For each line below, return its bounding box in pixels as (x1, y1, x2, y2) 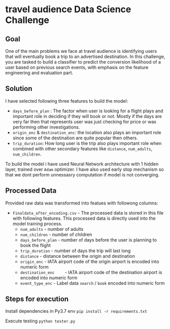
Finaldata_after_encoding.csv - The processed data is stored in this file (12, 210, 164, 216)
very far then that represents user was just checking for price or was (12, 118, 156, 125)
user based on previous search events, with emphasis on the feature (5, 65, 149, 70)
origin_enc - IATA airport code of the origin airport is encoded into (20, 258, 159, 264)
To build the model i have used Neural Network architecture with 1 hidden (5, 161, 159, 167)
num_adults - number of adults (20, 226, 84, 232)
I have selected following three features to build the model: (5, 98, 128, 104)
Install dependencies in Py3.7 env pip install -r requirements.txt (5, 308, 147, 314)
